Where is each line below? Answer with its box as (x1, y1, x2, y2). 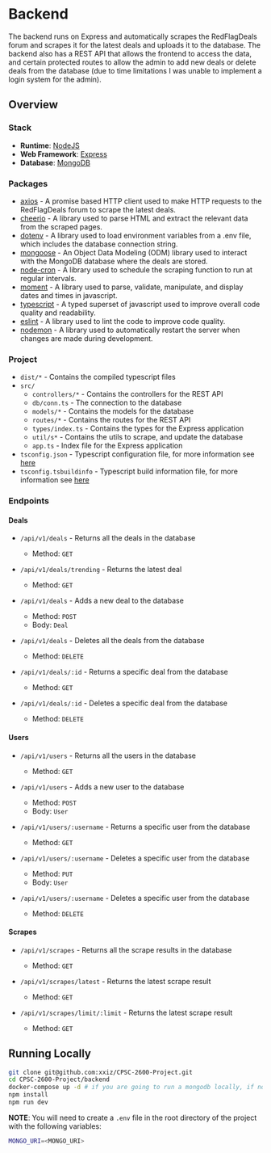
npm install (8, 1091, 48, 1099)
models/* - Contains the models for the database (31, 406, 194, 416)
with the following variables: (8, 1121, 102, 1131)
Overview (8, 98, 59, 112)
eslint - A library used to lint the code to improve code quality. (19, 316, 226, 326)
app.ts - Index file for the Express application (31, 441, 183, 451)
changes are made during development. (19, 333, 153, 343)
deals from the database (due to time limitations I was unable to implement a (8, 65, 262, 75)
